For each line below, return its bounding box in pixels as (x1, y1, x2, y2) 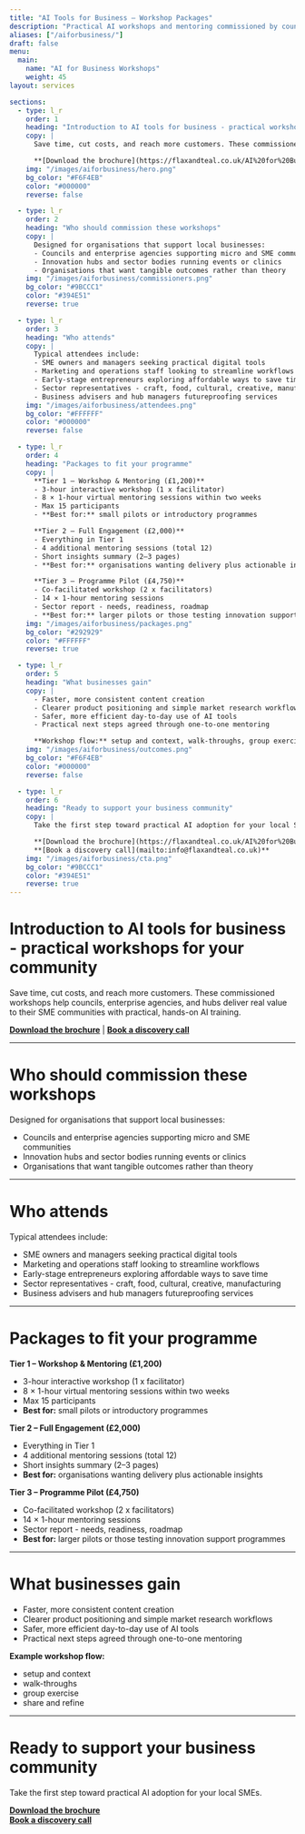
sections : (9, 97, 47, 106)
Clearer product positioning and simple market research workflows (22, 1613, 273, 1625)
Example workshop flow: (9, 1650, 105, 1661)
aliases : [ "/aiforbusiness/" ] (9, 30, 124, 39)
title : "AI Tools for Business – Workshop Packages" (9, 13, 213, 23)
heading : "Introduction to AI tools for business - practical (25, 123, 266, 132)
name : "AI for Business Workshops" (25, 65, 161, 74)
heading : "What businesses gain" (25, 678, 152, 687)
